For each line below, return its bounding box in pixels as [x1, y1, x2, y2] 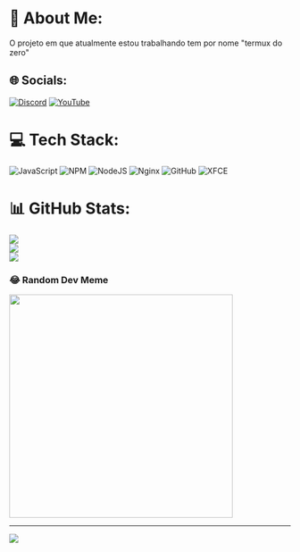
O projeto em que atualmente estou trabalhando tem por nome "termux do [9, 38, 283, 48]
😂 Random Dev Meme [9, 273, 109, 286]
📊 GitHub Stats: [9, 198, 131, 218]
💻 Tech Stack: [9, 130, 120, 150]
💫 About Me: [9, 8, 104, 29]
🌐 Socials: [9, 73, 68, 88]
